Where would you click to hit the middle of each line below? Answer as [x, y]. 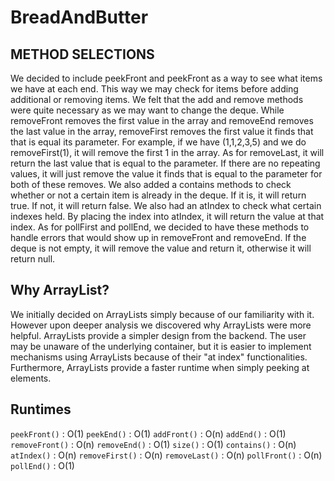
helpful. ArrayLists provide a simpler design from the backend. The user [158, 335]
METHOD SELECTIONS [82, 54]
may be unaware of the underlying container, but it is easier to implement [161, 346]
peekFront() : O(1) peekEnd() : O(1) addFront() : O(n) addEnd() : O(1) [148, 433]
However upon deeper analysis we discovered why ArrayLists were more [161, 325]
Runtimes [41, 409]
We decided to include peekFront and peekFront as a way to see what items [166, 78]
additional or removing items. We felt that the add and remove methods [157, 99]
